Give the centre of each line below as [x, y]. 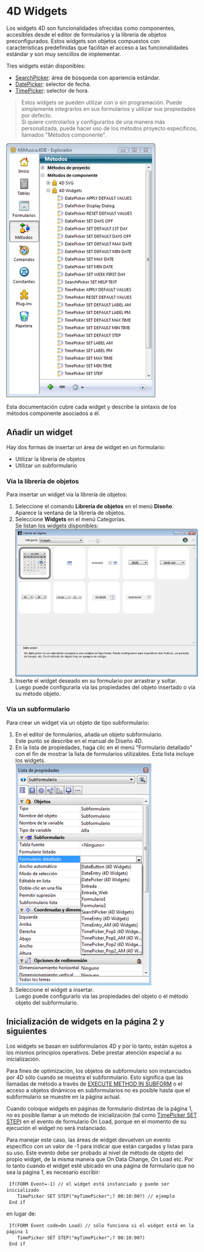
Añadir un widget [39, 432]
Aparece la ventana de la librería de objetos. [70, 513]
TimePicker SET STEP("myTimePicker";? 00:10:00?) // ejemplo [96, 1196]
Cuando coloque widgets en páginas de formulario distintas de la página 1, [100, 1108]
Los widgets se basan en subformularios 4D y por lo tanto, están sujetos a [99, 1046]
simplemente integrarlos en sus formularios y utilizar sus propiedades [108, 108]
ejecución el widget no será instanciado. [57, 1128]
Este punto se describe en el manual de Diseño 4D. [79, 741]
